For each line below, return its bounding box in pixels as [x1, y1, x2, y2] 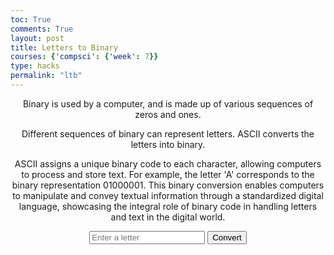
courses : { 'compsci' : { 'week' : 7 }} [10, 52, 159, 62]
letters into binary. [130, 138, 206, 150]
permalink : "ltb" [10, 71, 83, 81]
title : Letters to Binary [10, 42, 118, 53]
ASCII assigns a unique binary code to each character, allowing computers [14, 157, 322, 170]
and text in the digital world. [110, 211, 226, 223]
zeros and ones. [134, 108, 202, 120]
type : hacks [10, 61, 60, 71]
